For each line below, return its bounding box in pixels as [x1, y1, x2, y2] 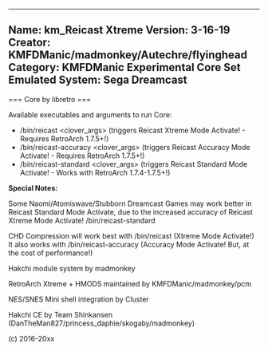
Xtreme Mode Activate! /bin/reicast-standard [8, 215, 156, 225]
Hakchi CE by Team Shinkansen [8, 310, 113, 319]
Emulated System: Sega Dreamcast [8, 73, 187, 87]
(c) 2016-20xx [8, 333, 55, 343]
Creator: [8, 36, 51, 49]
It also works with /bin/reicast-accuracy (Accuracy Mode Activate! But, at [8, 239, 250, 249]
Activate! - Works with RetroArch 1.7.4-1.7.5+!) [19, 168, 171, 177]
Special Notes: [8, 183, 58, 192]
